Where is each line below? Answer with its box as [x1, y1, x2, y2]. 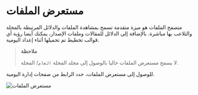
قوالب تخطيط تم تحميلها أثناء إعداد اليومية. [6, 36, 100, 43]
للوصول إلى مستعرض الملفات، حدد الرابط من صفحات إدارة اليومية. [6, 70, 155, 77]
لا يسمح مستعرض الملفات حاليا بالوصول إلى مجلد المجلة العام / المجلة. [20, 59, 179, 66]
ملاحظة [20, 47, 37, 54]
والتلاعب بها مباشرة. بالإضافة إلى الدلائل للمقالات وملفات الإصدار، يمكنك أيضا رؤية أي [6, 30, 193, 37]
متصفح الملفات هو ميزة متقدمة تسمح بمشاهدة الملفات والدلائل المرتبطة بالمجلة [6, 24, 183, 31]
